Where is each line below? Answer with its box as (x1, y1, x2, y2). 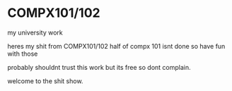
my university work (7, 28, 64, 37)
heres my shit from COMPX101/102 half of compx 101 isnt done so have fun (7, 42, 226, 50)
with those (7, 49, 38, 58)
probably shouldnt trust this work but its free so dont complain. (7, 63, 191, 71)
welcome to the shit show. (7, 76, 83, 85)
